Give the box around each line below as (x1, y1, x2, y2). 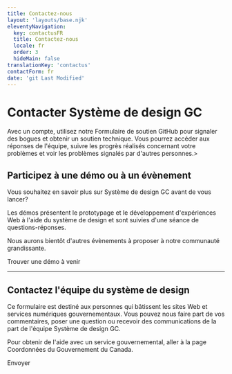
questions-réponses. (7, 223, 67, 232)
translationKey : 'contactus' (7, 62, 91, 69)
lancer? (7, 195, 29, 204)
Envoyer (7, 358, 31, 367)
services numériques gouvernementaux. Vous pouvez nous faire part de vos (7, 310, 225, 318)
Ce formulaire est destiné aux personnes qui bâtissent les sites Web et (7, 302, 208, 310)
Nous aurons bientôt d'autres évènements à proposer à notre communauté (7, 237, 220, 245)
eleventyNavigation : (7, 23, 67, 30)
